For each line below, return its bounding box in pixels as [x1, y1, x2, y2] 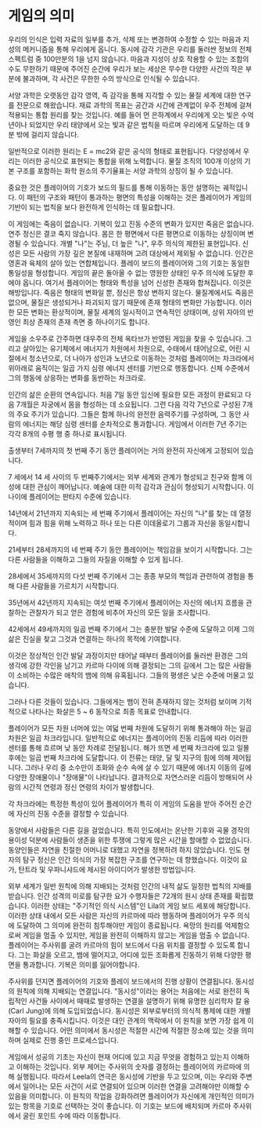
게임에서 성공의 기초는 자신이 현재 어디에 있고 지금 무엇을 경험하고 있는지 [8, 1052, 229, 1061]
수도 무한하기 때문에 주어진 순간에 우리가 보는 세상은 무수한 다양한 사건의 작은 [8, 64, 244, 73]
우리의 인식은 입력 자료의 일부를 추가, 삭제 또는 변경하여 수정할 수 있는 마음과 [8, 35, 242, 44]
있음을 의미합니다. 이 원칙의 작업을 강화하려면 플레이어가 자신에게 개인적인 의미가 [8, 1091, 255, 1101]
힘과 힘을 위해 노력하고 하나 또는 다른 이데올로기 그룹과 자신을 [28, 518, 217, 527]
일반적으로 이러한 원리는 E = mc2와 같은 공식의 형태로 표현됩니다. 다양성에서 [8, 146, 242, 155]
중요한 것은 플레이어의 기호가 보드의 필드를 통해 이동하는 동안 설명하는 [8, 182, 221, 192]
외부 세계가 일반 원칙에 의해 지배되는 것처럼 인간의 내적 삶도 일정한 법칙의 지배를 [8, 881, 253, 891]
